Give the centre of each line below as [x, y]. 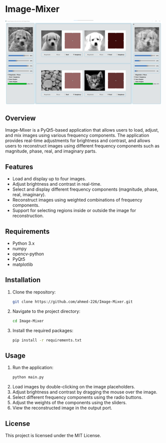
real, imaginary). [29, 195]
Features [19, 167]
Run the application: [33, 368]
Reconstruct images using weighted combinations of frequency [77, 200]
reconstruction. [28, 216]
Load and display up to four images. [49, 179]
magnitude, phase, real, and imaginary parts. [51, 151]
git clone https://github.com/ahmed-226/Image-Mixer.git [73, 301]
